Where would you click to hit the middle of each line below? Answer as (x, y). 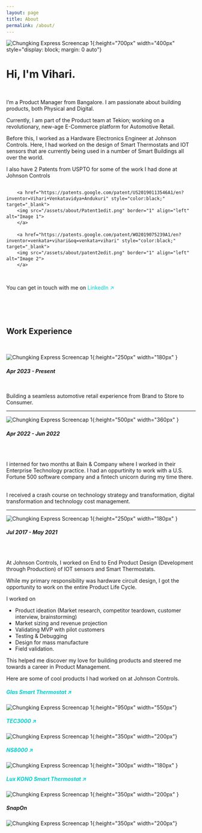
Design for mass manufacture (52, 642)
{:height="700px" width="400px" (134, 43)
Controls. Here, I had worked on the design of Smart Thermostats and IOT (98, 145)
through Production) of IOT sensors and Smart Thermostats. (81, 569)
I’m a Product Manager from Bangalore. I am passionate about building (94, 102)
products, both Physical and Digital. (50, 109)
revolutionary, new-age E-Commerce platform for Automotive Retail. (91, 127)
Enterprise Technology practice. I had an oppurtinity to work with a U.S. (95, 470)
